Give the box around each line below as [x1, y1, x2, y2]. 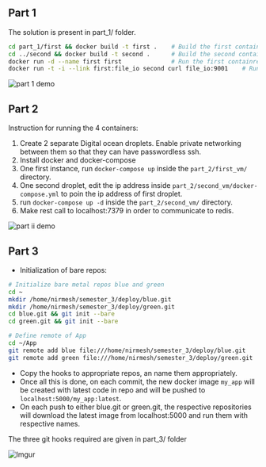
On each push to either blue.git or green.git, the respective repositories [19, 402, 252, 411]
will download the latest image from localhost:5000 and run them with [19, 410, 248, 419]
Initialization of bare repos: [19, 265, 107, 274]
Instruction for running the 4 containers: [8, 123, 139, 133]
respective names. [19, 419, 81, 428]
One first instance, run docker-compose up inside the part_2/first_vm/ [19, 164, 248, 174]
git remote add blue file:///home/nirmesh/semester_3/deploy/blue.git [8, 346, 246, 354]
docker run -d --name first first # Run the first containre [8, 57, 260, 66]
